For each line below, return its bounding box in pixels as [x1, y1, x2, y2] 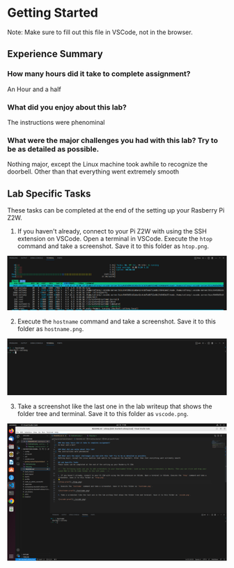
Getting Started [7, 5, 99, 21]
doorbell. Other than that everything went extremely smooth [7, 167, 180, 176]
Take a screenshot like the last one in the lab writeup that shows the [17, 402, 212, 410]
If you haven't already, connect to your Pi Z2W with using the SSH [17, 227, 207, 236]
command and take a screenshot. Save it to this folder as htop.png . [17, 242, 210, 250]
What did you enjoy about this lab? [7, 102, 127, 112]
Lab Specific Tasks [7, 187, 91, 199]
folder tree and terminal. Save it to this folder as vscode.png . [17, 409, 189, 417]
